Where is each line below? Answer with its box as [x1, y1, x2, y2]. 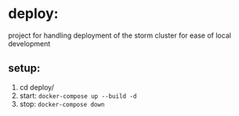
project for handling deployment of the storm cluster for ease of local [8, 31, 231, 40]
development [8, 38, 51, 48]
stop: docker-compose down [19, 99, 105, 108]
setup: [8, 62, 41, 75]
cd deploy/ [19, 82, 55, 92]
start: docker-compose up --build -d [19, 91, 137, 100]
